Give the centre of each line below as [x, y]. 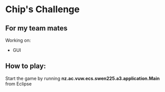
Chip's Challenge [43, 9]
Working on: [18, 40]
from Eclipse [19, 84]
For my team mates [37, 28]
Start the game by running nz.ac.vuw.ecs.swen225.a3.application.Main [82, 78]
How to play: [26, 66]
